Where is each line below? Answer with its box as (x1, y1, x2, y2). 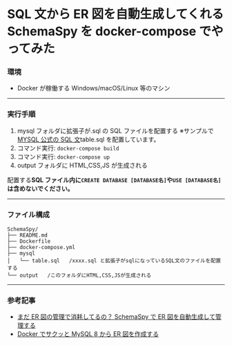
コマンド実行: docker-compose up (17, 152, 110, 161)
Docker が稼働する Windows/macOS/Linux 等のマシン (17, 84, 171, 92)
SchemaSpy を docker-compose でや (7, 23, 224, 39)
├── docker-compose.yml (7, 244, 76, 251)
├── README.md (7, 232, 48, 239)
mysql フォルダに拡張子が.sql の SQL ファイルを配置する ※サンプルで (17, 126, 214, 135)
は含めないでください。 (7, 184, 74, 193)
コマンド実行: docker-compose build (17, 144, 119, 152)
